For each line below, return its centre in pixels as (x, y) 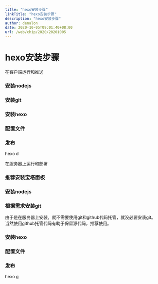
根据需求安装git (23, 206)
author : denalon (21, 23)
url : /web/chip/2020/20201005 (36, 32)
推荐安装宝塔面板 (25, 177)
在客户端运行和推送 (24, 72)
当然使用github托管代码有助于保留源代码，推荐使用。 (58, 223)
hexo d (12, 153)
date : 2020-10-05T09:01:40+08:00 (39, 28)
